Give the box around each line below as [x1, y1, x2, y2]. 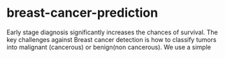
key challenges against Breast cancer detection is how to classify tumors [6, 35, 217, 43]
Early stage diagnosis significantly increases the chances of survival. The [6, 28, 218, 36]
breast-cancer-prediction [6, 5, 159, 21]
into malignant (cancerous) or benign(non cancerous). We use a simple [6, 43, 211, 51]
